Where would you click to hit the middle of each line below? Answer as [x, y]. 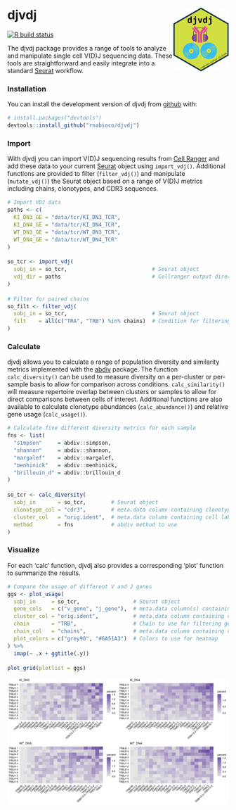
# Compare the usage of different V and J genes [80, 587]
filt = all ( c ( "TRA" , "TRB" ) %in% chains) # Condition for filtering [122, 321]
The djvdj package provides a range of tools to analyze [87, 48]
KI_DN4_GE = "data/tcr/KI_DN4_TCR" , [67, 224]
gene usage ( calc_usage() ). [47, 415]
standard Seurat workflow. [46, 70]
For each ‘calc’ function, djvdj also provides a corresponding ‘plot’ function [116, 565]
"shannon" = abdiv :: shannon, [63, 450]
